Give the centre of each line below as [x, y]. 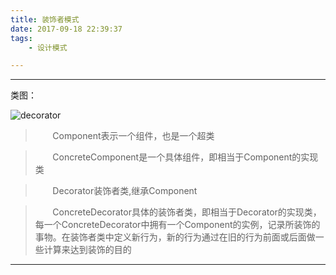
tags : [21, 38]
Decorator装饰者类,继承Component [125, 191]
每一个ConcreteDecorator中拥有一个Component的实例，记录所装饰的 [177, 225]
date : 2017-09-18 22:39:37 [66, 29]
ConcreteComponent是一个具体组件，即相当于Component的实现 [185, 157]
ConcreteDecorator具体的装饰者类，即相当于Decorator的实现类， [187, 212]
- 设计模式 [48, 47]
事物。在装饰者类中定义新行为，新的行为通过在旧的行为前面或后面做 [175, 237]
